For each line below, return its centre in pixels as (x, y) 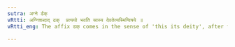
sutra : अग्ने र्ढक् (27, 13)
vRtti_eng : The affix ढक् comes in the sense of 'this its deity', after (115, 26)
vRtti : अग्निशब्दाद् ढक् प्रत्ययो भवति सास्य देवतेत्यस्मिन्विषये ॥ (75, 20)
